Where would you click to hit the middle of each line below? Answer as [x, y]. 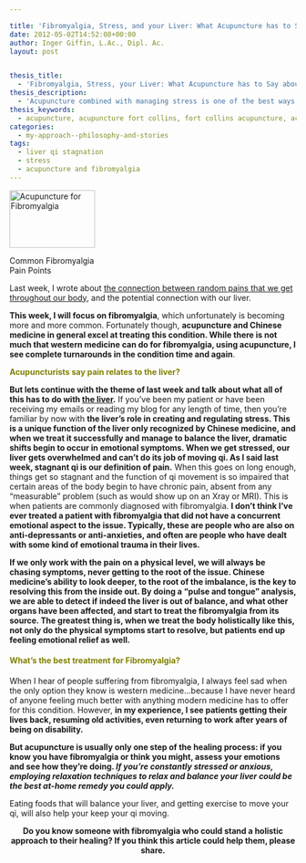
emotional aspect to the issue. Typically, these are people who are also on [152, 525]
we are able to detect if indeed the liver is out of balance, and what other [149, 601]
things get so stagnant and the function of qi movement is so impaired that [149, 476]
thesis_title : [36, 76]
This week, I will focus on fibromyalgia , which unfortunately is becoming [147, 315]
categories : [32, 127]
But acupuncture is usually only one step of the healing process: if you [146, 747]
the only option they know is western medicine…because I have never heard [153, 691]
